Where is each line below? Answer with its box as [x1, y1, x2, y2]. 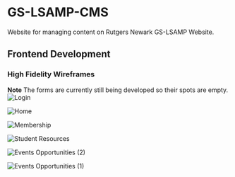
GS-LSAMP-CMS [7, 4, 109, 21]
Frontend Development [7, 48, 111, 60]
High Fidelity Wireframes [7, 69, 95, 79]
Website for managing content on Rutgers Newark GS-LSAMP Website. [7, 28, 215, 36]
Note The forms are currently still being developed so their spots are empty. [7, 86, 229, 94]
